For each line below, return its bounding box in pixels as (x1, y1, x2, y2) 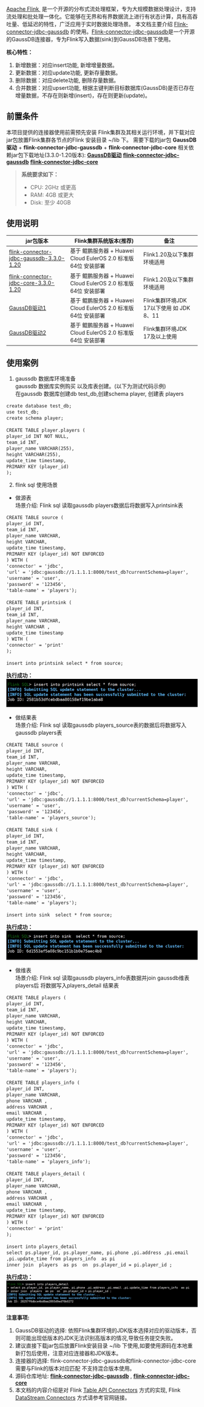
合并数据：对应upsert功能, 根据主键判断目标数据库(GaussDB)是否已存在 (15, 84, 195, 91)
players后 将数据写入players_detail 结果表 (15, 981, 120, 989)
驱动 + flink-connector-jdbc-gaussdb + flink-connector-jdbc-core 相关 (6, 143, 189, 151)
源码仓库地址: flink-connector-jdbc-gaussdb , (15, 1372, 132, 1380)
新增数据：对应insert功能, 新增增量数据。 (15, 61, 118, 69)
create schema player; (6, 415, 64, 421)
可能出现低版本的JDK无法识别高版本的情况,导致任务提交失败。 (20, 1334, 177, 1341)
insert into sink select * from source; (6, 912, 113, 918)
